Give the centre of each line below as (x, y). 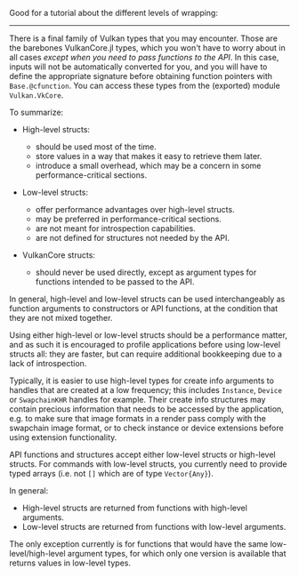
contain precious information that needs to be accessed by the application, (147, 409)
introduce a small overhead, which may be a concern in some (148, 165)
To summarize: (36, 112)
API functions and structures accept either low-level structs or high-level (142, 454)
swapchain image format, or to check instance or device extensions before (146, 428)
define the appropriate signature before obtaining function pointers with (141, 76)
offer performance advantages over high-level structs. (135, 209)
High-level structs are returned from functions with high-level (134, 508)
